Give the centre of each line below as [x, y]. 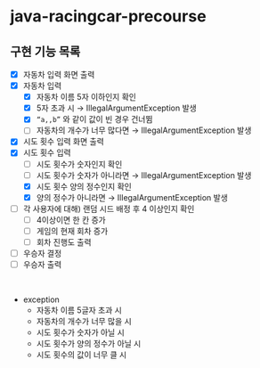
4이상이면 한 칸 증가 [71, 219]
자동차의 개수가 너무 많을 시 [84, 322]
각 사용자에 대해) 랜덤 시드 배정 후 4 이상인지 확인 [109, 209]
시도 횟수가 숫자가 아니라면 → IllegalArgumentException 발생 [144, 175]
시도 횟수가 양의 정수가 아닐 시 [89, 344]
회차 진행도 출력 [64, 241]
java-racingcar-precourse [109, 16]
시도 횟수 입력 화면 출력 [64, 142]
